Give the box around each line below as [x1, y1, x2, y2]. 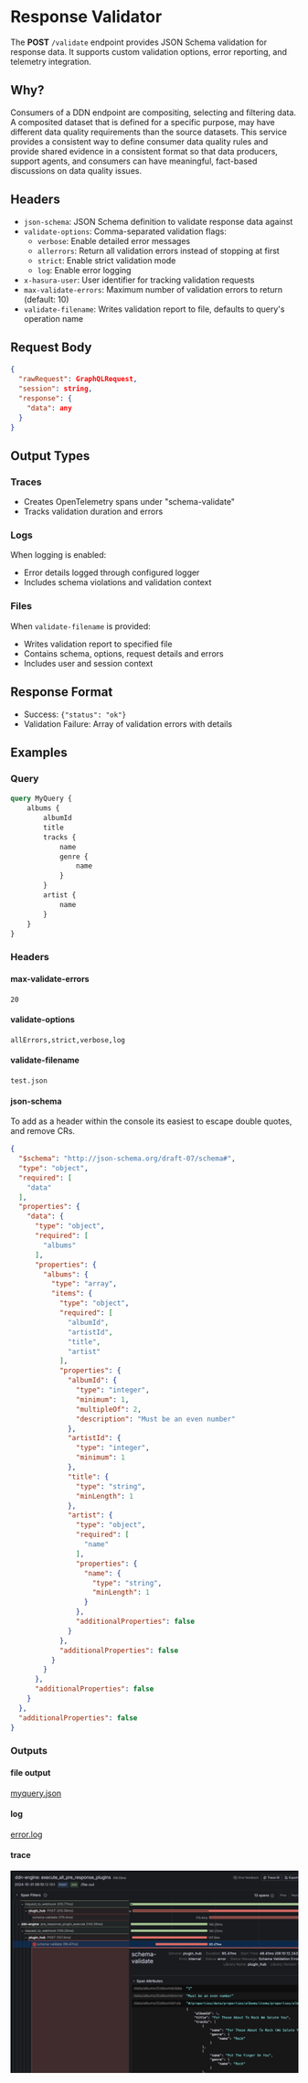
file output [10, 1768, 51, 1779]
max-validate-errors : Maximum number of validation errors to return [23, 283, 283, 294]
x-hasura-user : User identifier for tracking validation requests [23, 274, 255, 285]
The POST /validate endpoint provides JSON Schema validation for [10, 37, 268, 48]
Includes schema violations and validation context [23, 577, 212, 588]
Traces [10, 475, 42, 488]
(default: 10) [23, 294, 69, 304]
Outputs [10, 1745, 48, 1757]
